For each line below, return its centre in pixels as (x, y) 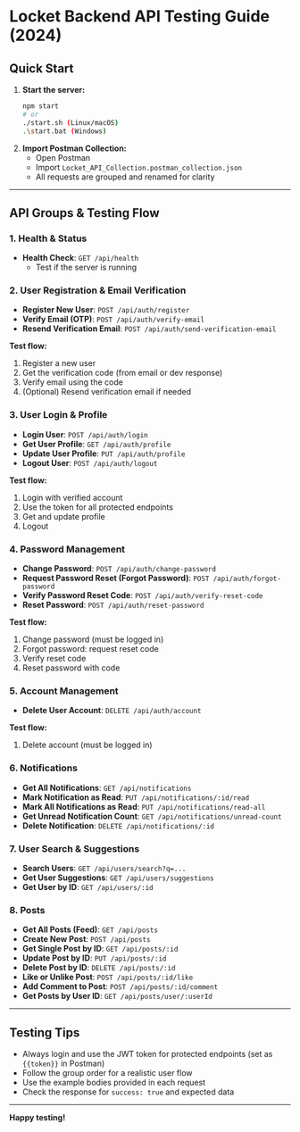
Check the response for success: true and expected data (128, 1092)
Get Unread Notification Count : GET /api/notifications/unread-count (152, 816)
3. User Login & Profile (58, 415)
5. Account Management (64, 691)
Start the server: (54, 90)
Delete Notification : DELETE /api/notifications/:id (118, 825)
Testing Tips (45, 1032)
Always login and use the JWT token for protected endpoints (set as (147, 1054)
